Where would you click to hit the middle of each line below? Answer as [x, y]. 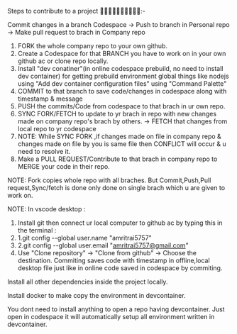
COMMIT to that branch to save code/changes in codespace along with [122, 91]
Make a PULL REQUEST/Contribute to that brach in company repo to [117, 159]
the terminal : [37, 230]
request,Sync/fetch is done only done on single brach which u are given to [116, 188]
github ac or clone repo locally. [63, 61]
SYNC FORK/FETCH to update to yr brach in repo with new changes [117, 114]
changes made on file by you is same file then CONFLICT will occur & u [122, 144]
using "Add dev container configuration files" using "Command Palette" [122, 84]
